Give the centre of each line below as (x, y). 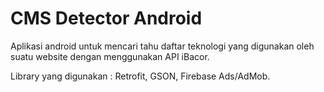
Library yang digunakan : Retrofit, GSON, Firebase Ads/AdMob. (140, 76)
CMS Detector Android (106, 18)
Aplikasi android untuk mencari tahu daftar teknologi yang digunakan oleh (162, 46)
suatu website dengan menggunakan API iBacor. (110, 56)
